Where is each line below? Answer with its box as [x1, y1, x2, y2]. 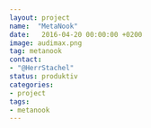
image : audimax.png [9, 38, 83, 48]
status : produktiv [9, 72, 78, 81]
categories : [9, 80, 54, 89]
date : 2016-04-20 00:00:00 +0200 [9, 30, 143, 39]
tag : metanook [9, 47, 63, 56]
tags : [9, 96, 30, 106]
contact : [9, 55, 42, 64]
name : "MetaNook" [9, 22, 78, 31]
